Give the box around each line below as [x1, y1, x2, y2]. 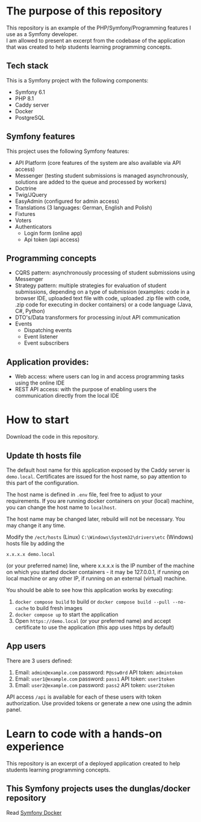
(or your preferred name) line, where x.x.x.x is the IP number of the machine [6, 561, 194, 569]
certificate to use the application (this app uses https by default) [14, 623, 175, 631]
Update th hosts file [6, 450, 82, 461]
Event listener [23, 333, 58, 341]
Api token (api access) [23, 236, 80, 243]
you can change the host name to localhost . [6, 504, 117, 511]
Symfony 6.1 [14, 88, 45, 96]
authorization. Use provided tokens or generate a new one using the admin [6, 699, 192, 706]
